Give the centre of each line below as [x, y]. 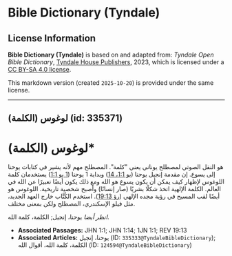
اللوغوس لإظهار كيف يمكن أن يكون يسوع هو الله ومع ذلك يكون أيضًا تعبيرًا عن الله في [116, 181]
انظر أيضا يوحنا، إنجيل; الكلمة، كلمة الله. [59, 217]
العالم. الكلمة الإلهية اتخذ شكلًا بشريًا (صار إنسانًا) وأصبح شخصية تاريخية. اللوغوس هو [114, 189]
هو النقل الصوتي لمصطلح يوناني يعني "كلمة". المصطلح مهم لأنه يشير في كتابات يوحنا [116, 167]
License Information [52, 38]
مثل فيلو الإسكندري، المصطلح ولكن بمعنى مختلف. [72, 204]
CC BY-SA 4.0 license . [40, 69]
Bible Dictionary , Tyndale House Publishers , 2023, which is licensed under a [116, 62]
